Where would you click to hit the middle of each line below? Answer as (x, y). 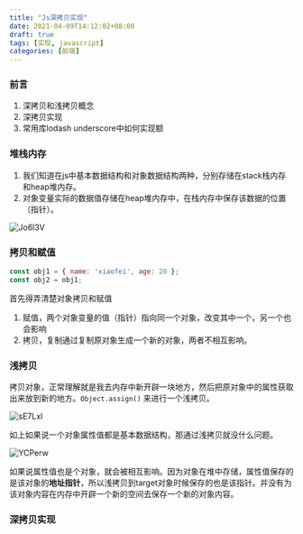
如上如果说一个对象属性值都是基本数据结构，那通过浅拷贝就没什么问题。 (143, 435)
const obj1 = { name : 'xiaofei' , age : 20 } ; (94, 272)
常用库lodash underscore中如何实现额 (93, 128)
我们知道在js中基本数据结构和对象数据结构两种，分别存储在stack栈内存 (154, 175)
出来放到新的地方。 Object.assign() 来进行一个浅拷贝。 (112, 399)
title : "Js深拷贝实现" (49, 18)
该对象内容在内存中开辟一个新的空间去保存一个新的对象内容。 (124, 494)
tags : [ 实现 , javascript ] (57, 43)
